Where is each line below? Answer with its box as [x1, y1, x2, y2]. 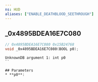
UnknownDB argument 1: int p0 [5, 55, 66, 60]
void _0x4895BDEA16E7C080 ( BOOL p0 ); [5, 47, 79, 52]
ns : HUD [5, 7, 21, 12]
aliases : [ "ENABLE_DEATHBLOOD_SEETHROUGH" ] [5, 12, 94, 16]
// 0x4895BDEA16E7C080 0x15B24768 [5, 42, 75, 47]
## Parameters [5, 68, 34, 73]
